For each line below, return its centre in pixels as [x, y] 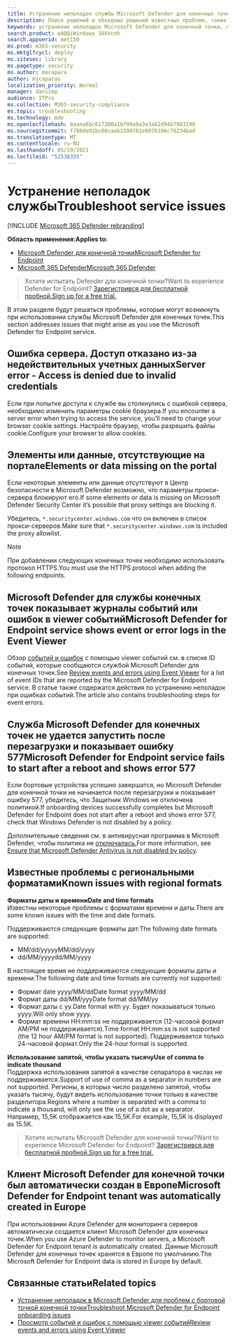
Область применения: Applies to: [58, 239]
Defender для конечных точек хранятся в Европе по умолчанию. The [109, 1254]
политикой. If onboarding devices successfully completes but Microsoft [110, 808]
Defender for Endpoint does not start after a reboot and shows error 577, [112, 815]
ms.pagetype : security [40, 66]
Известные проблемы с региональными [101, 872]
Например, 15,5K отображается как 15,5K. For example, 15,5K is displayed [115, 1117]
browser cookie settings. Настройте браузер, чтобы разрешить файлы [111, 425]
